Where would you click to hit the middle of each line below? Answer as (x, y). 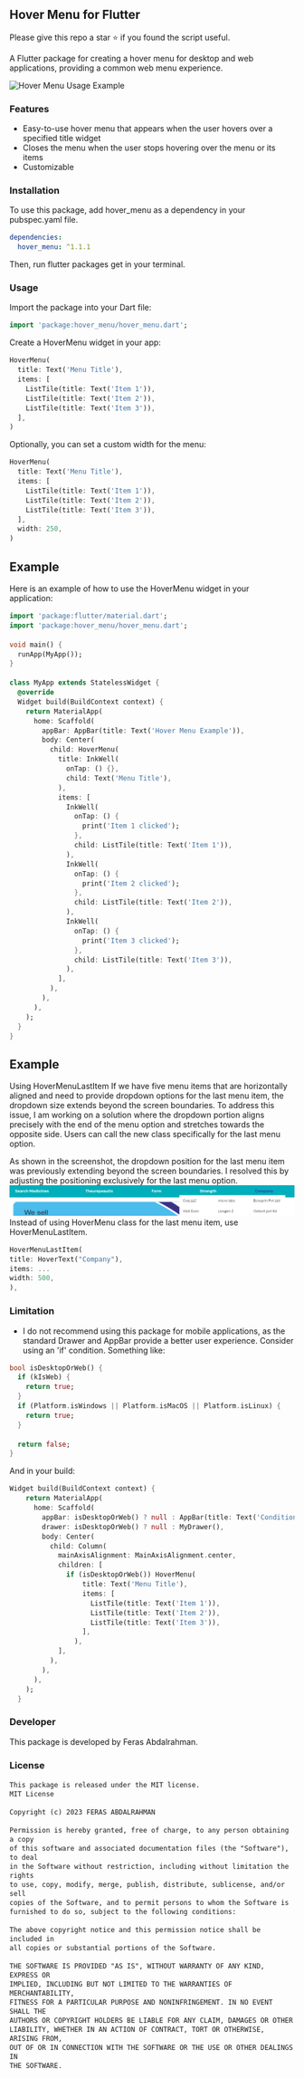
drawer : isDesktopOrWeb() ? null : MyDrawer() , (133, 1527)
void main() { (36, 645)
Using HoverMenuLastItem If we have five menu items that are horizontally (148, 1087)
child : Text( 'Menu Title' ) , (119, 778)
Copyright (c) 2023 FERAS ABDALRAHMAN (82, 1812)
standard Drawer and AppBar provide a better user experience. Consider (158, 1340)
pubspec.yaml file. (44, 220)
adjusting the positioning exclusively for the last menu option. (123, 1181)
